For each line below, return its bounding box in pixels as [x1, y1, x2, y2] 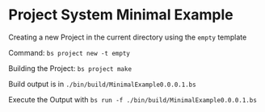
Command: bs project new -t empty [8, 48, 131, 57]
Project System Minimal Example [8, 6, 234, 24]
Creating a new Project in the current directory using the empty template [8, 32, 247, 42]
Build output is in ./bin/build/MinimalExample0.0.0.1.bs [8, 79, 196, 89]
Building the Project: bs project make [8, 63, 132, 73]
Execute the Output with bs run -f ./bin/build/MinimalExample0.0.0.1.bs [8, 94, 257, 104]
